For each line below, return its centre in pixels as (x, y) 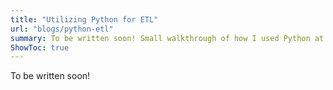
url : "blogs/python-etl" (62, 29)
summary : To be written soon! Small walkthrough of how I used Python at (167, 38)
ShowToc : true (40, 47)
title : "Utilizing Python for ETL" (84, 19)
